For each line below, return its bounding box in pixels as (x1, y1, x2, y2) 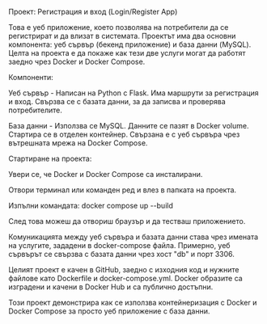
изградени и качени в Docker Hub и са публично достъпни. (8, 282, 214, 292)
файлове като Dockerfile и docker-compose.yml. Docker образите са (8, 274, 243, 283)
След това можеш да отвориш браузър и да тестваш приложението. (8, 217, 246, 225)
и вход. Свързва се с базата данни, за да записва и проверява (8, 97, 227, 106)
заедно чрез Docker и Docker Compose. (8, 57, 146, 66)
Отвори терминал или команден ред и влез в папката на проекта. (8, 185, 237, 195)
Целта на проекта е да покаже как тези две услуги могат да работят (8, 48, 246, 57)
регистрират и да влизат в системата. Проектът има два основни (8, 32, 236, 40)
